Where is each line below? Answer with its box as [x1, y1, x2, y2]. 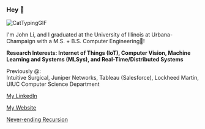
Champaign [6, 38, 35, 45]
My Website [6, 104, 37, 111]
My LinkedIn [6, 92, 38, 100]
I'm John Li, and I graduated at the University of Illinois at [6, 31, 151, 38]
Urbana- [151, 31, 173, 38]
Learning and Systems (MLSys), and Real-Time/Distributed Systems [6, 56, 184, 63]
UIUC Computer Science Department [6, 80, 100, 88]
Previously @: [6, 68, 42, 75]
